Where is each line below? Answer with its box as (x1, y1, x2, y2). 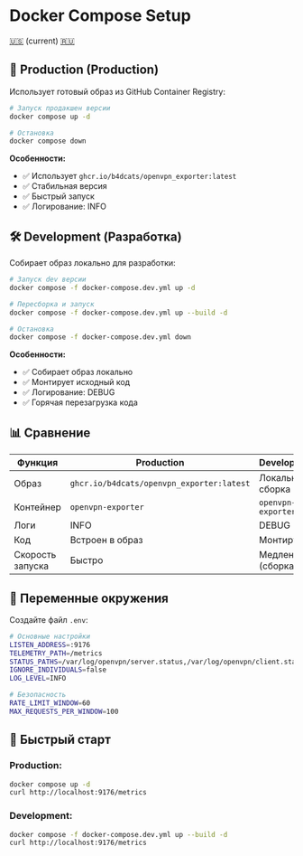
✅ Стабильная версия (22, 181, 108, 192)
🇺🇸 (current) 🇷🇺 (9, 35, 75, 46)
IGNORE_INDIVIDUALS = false (9, 665, 106, 674)
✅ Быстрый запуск (22, 191, 95, 202)
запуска (14, 560, 50, 572)
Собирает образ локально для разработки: (9, 258, 176, 268)
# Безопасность (9, 691, 67, 700)
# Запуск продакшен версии (9, 103, 111, 113)
